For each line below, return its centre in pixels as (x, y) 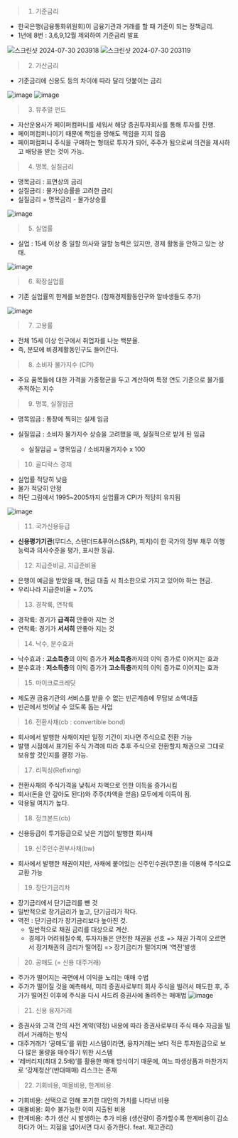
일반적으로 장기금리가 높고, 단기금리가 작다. (77, 912)
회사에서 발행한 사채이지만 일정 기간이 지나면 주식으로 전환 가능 (105, 737)
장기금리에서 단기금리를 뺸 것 (58, 903)
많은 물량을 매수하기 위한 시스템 (69, 1052)
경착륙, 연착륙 (54, 604)
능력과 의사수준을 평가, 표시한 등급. (66, 550)
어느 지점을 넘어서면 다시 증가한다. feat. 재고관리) (105, 1127)
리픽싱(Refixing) (58, 770)
